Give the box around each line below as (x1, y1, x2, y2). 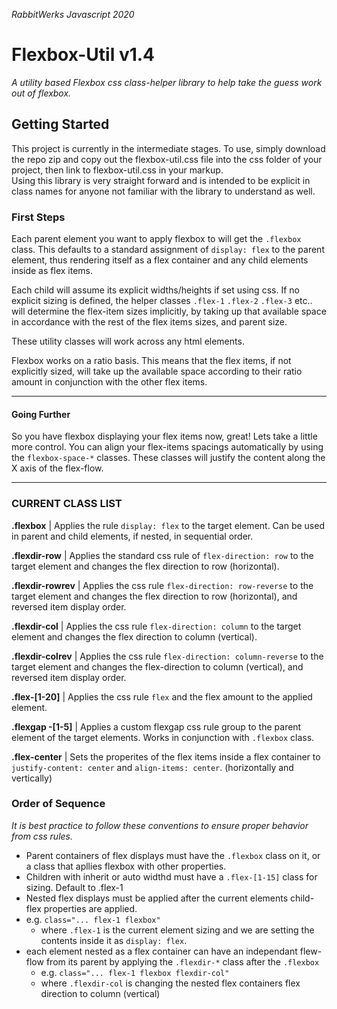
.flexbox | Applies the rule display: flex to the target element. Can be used (11, 519, 325, 531)
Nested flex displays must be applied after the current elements (25, 892, 289, 904)
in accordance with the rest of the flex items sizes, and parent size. (11, 316, 288, 328)
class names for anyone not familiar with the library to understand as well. (11, 185, 316, 197)
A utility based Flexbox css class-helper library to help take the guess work (11, 76, 323, 88)
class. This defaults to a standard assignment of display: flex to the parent (11, 244, 325, 256)
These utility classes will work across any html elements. (11, 335, 245, 348)
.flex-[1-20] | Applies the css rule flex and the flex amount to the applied (11, 690, 313, 703)
